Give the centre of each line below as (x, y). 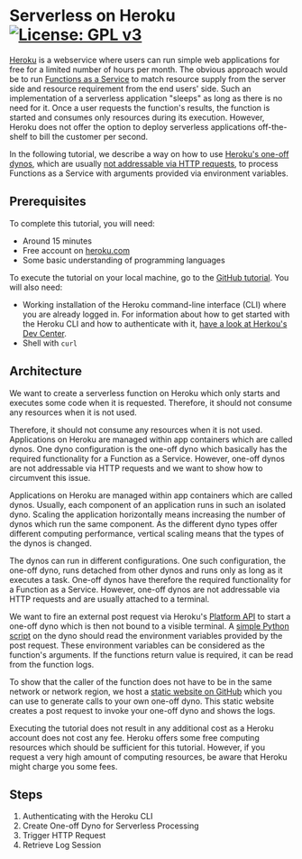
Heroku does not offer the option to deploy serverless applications (133, 126)
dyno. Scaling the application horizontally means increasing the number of (147, 514)
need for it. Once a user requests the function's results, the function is (140, 107)
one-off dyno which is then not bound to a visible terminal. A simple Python (150, 626)
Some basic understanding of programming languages (124, 260)
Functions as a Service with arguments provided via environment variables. (149, 173)
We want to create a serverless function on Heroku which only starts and (145, 393)
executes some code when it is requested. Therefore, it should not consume (151, 402)
